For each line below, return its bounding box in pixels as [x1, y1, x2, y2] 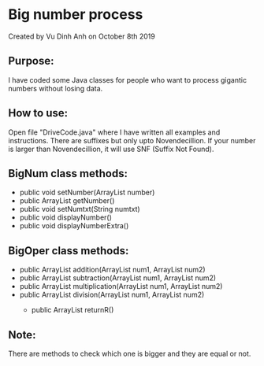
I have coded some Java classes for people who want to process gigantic [8, 75, 247, 84]
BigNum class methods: [8, 167, 128, 180]
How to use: [8, 106, 69, 120]
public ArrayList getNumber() [19, 196, 115, 205]
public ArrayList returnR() [31, 305, 114, 315]
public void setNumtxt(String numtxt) [19, 205, 140, 214]
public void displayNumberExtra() [19, 221, 129, 231]
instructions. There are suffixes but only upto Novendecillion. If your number [8, 135, 256, 145]
